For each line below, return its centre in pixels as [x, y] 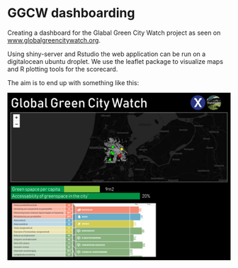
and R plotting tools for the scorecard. [63, 69]
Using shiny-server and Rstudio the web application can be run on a [107, 54]
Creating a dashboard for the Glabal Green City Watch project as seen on [114, 33]
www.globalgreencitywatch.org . [54, 40]
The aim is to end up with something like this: [73, 82]
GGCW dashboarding [71, 13]
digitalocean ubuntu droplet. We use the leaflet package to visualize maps [115, 61]
